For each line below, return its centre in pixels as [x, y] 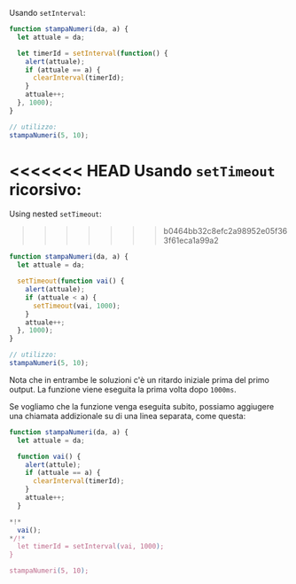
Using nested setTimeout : [55, 214]
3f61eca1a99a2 [191, 241]
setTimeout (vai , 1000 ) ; [77, 306]
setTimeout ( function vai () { [71, 281]
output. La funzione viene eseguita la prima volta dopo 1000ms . [123, 389]
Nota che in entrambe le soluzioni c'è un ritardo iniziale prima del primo [140, 379]
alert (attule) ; [53, 464]
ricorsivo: [46, 189]
